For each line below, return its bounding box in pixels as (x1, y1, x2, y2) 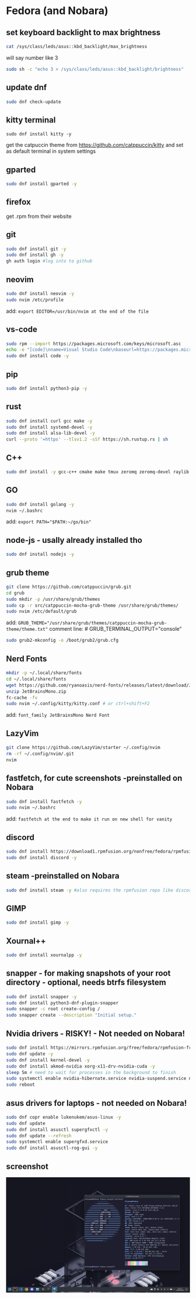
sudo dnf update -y (6, 1051, 54, 1057)
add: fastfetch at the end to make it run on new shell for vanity (6, 815, 173, 822)
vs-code (6, 324, 38, 334)
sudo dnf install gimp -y (6, 919, 69, 926)
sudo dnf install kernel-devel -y (6, 1057, 90, 1063)
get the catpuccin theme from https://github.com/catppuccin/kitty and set (6, 142, 184, 149)
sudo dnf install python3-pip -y (6, 385, 87, 391)
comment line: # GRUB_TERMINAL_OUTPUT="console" (49, 625, 182, 633)
